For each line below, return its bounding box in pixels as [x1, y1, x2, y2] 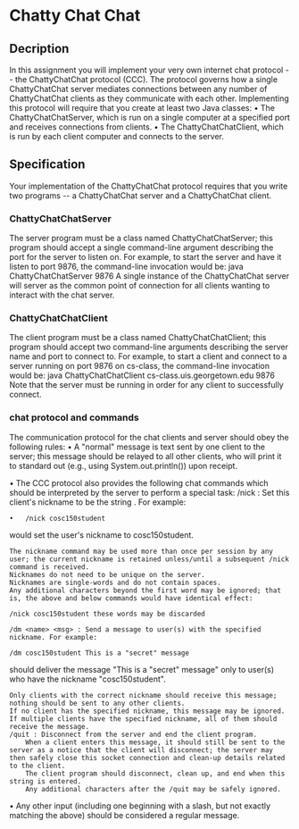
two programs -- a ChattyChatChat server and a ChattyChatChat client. [9, 189, 272, 201]
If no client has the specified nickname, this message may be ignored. [9, 707, 286, 716]
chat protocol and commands [9, 412, 140, 424]
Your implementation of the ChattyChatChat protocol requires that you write [9, 180, 288, 191]
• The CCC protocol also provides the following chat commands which [9, 477, 270, 488]
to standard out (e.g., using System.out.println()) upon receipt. [9, 460, 238, 471]
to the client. [9, 761, 66, 770]
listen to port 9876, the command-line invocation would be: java [9, 261, 244, 272]
